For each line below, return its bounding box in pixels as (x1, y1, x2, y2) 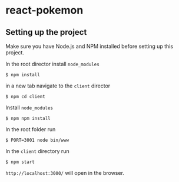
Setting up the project (5, 27, 87, 37)
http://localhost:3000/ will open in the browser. (5, 170, 125, 176)
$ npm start (5, 159, 35, 165)
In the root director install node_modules (5, 60, 100, 67)
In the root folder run (5, 126, 56, 133)
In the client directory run (5, 148, 69, 154)
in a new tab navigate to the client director (5, 82, 111, 89)
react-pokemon (5, 4, 84, 17)
